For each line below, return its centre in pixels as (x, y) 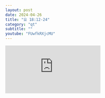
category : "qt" (21, 24)
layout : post (19, 10)
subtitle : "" (19, 29)
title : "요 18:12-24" (27, 19)
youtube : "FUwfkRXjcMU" (30, 34)
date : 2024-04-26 (24, 15)
